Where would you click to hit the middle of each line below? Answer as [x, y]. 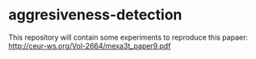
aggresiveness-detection [95, 15]
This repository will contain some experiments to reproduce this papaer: [128, 37]
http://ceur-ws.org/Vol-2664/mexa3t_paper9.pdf [90, 45]
